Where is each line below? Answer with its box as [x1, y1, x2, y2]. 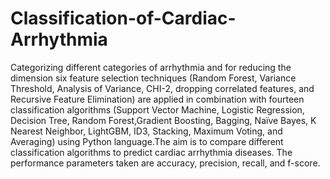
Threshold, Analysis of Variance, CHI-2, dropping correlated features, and [10, 82, 315, 94]
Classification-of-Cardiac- [10, 7, 237, 30]
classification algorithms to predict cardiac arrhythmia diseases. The [10, 146, 293, 158]
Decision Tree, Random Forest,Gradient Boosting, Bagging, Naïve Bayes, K [10, 114, 317, 126]
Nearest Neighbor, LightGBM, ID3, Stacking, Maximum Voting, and [10, 125, 283, 137]
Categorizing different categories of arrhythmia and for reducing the [10, 61, 292, 73]
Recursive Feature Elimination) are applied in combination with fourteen [10, 93, 305, 105]
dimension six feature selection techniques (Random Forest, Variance [10, 72, 297, 84]
